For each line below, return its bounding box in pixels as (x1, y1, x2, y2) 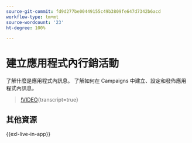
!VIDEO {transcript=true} (20, 96, 79, 103)
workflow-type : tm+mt (6, 14, 59, 20)
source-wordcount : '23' (6, 19, 64, 25)
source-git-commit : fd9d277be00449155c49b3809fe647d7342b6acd (6, 8, 161, 15)
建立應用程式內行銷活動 (6, 57, 119, 70)
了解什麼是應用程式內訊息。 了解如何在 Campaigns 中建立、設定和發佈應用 (6, 77, 187, 85)
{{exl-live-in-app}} (6, 131, 51, 137)
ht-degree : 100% (6, 25, 46, 31)
